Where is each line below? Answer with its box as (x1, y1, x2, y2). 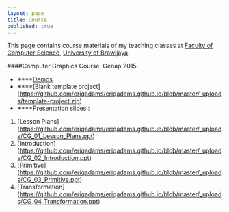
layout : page (7, 10, 44, 17)
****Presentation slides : (16, 104, 90, 113)
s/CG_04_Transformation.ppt (16, 198, 98, 206)
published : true (7, 23, 53, 29)
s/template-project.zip (16, 97, 80, 105)
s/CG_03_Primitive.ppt (16, 176, 80, 184)
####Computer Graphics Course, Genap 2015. (7, 62, 139, 70)
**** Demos (16, 75, 53, 83)
